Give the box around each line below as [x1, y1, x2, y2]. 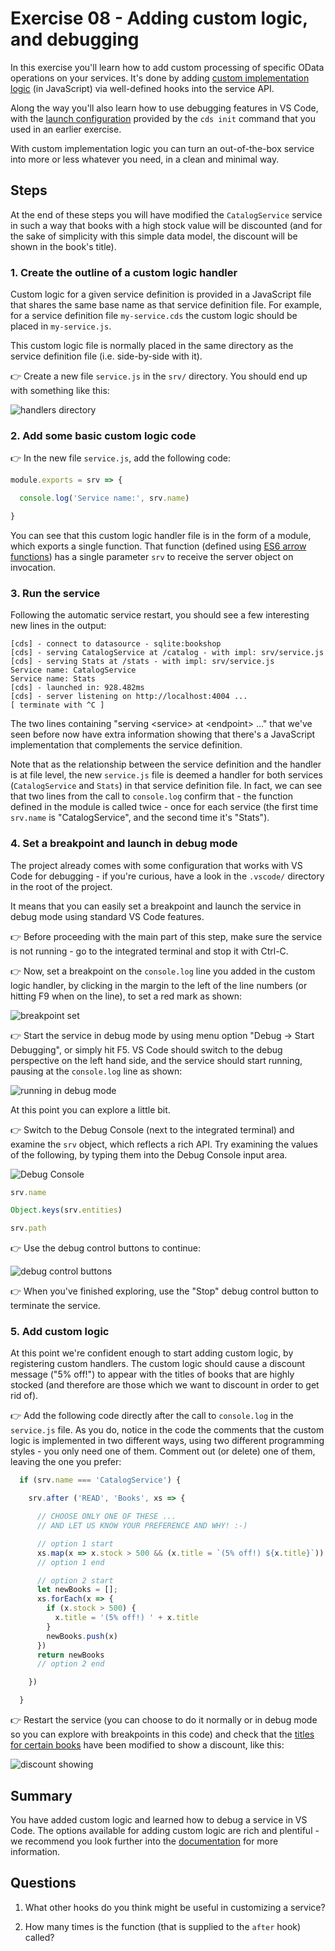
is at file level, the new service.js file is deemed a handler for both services [10, 769, 323, 781]
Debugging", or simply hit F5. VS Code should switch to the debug [10, 1043, 283, 1056]
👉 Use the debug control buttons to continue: [10, 1242, 202, 1254]
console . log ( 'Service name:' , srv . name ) [19, 493, 190, 504]
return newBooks [36, 1650, 105, 1660]
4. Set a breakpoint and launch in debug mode [10, 837, 238, 851]
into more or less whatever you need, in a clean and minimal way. [10, 153, 280, 165]
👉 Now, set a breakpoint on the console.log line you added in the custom [10, 965, 316, 977]
